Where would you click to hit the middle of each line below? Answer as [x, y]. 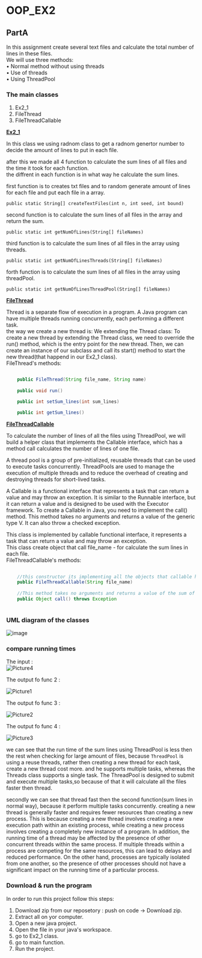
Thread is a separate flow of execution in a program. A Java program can [97, 312]
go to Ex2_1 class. [37, 936]
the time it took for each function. [47, 168]
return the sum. [25, 221]
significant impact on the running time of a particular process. [83, 870]
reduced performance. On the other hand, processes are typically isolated [98, 857]
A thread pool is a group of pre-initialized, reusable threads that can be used [101, 460]
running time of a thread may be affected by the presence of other [88, 838]
